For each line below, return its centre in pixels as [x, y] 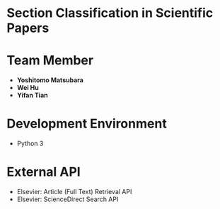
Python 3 [30, 144]
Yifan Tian [32, 95]
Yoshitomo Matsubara [50, 80]
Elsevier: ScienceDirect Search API [68, 199]
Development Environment [87, 124]
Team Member [50, 61]
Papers [28, 28]
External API [44, 172]
